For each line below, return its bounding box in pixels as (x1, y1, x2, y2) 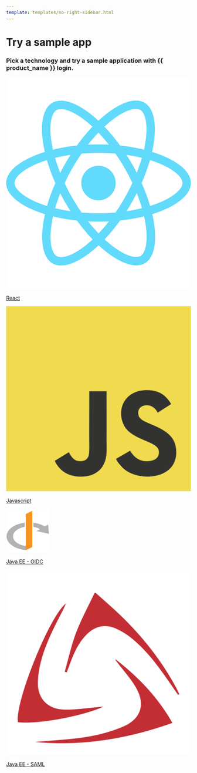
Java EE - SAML (6, 761, 45, 768)
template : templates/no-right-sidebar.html (6, 9, 114, 15)
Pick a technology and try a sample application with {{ (6, 56, 163, 65)
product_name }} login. (6, 63, 74, 72)
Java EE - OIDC (6, 558, 44, 565)
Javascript (6, 497, 32, 504)
